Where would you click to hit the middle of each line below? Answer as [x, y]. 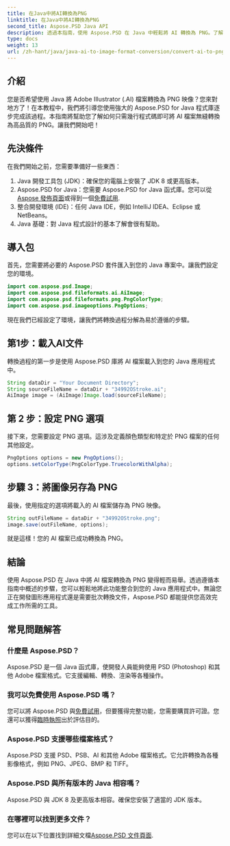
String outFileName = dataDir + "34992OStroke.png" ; [84, 518]
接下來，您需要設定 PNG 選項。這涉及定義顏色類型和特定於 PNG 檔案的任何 [113, 437]
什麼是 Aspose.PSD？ [43, 651]
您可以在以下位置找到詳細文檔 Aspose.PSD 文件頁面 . [80, 835]
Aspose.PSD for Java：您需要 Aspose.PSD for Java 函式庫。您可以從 [114, 189]
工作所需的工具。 [37, 606]
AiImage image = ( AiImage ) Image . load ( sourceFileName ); [87, 396]
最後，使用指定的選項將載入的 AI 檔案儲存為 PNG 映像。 [86, 505]
